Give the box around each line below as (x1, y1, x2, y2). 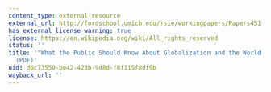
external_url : (8, 19, 56, 27)
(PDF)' (15, 57, 38, 65)
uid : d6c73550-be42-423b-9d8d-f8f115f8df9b (8, 64, 157, 72)
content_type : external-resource (8, 11, 121, 20)
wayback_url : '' (8, 71, 63, 79)
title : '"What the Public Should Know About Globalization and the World (8, 49, 262, 57)
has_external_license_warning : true (8, 26, 131, 34)
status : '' (8, 42, 45, 50)
